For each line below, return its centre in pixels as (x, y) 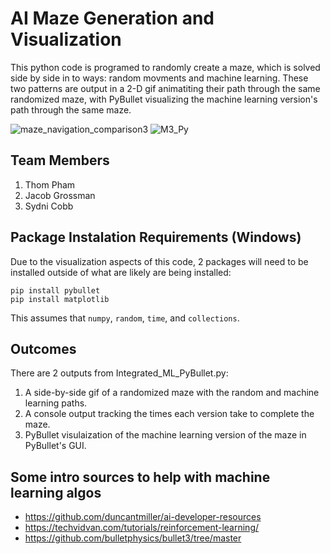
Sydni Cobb (49, 206)
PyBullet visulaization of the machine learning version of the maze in (165, 435)
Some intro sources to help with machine (140, 477)
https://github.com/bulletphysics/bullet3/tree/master (133, 538)
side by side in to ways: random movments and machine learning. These (159, 78)
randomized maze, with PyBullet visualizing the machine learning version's (164, 99)
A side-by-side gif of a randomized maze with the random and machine (172, 393)
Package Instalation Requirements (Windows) (156, 237)
